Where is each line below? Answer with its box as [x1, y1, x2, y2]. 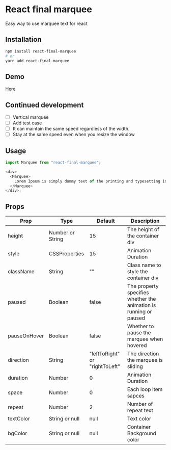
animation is [127, 302, 156, 309]
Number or [49, 229, 75, 236]
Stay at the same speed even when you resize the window [12, 131, 135, 138]
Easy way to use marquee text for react [5, 20, 88, 27]
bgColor [8, 430, 27, 437]
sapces [127, 392, 145, 400]
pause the [127, 329, 151, 336]
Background [127, 430, 157, 437]
